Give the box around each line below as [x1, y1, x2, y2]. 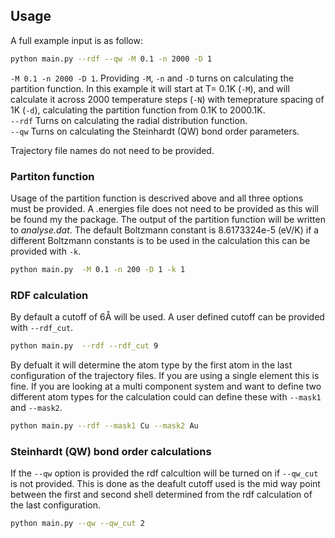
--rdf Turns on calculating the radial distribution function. [10, 114, 248, 126]
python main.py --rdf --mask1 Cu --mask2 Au [10, 421, 199, 431]
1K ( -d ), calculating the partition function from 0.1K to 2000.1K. [10, 104, 266, 116]
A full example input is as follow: [10, 34, 143, 46]
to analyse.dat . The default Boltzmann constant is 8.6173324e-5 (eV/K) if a [10, 224, 320, 236]
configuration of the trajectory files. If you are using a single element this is [10, 370, 320, 382]
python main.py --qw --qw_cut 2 [10, 519, 145, 529]
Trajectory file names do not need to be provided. [10, 144, 215, 156]
